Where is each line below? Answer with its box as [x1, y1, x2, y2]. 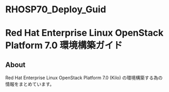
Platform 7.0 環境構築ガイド [5, 40, 123, 51]
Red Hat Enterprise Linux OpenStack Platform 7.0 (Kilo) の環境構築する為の [5, 75, 163, 81]
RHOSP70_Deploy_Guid [5, 4, 107, 15]
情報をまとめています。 [5, 81, 55, 87]
